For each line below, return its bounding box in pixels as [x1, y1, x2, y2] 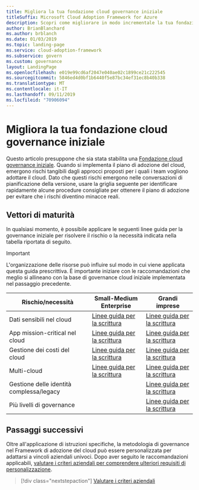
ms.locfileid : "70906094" [6, 97, 70, 103]
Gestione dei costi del [9, 346, 70, 354]
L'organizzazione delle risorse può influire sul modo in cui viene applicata [6, 261, 185, 268]
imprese [156, 302, 180, 310]
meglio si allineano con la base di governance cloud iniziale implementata [6, 274, 185, 281]
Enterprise [101, 302, 131, 310]
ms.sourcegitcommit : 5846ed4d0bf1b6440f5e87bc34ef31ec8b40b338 [6, 75, 166, 81]
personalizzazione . [6, 466, 53, 473]
